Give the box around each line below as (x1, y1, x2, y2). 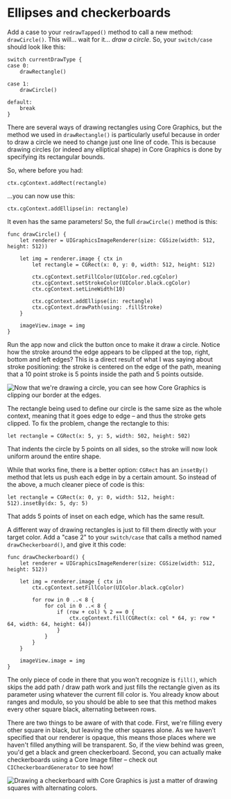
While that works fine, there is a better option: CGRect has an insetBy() (7, 465, 209, 474)
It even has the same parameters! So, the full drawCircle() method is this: (7, 217, 218, 225)
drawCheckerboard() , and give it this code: (7, 540, 126, 549)
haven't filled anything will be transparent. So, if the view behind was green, (7, 741, 224, 749)
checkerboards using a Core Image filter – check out (7, 755, 157, 764)
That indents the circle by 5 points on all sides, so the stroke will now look (7, 444, 218, 453)
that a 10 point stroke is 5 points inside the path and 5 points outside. (7, 370, 204, 378)
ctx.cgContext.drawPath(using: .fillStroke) (32, 304, 163, 311)
